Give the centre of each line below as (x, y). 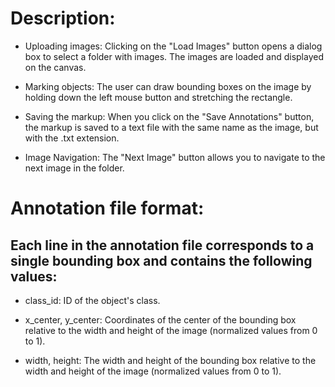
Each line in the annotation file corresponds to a (162, 245)
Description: (63, 18)
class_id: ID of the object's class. (92, 300)
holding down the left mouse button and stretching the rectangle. (158, 97)
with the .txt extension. (72, 138)
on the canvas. (55, 67)
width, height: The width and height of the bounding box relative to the (170, 360)
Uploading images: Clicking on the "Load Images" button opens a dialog (173, 46)
